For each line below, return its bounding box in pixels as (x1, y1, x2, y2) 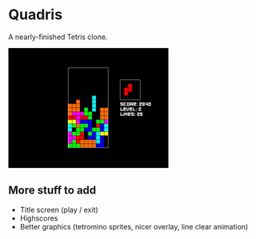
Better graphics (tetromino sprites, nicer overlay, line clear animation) (19, 221, 249, 231)
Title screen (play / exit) (19, 205, 98, 214)
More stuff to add (8, 184, 97, 197)
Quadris (8, 6, 62, 24)
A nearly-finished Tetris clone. (8, 32, 108, 42)
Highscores (19, 213, 58, 223)
